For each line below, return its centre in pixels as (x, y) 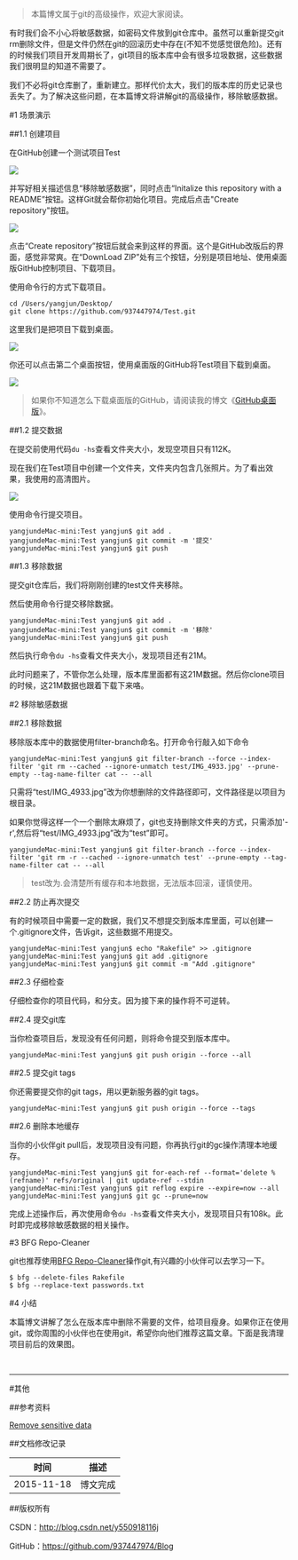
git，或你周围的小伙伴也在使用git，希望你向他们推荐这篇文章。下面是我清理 (147, 1333)
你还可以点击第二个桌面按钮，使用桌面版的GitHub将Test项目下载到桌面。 (142, 364)
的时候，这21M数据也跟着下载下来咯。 (79, 685)
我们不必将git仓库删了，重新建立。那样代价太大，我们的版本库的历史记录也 (146, 85)
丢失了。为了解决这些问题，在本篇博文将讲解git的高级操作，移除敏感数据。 (146, 96)
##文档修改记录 (38, 1443)
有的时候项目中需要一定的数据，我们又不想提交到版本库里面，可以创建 (137, 921)
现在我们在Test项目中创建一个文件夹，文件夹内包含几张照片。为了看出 (137, 468)
